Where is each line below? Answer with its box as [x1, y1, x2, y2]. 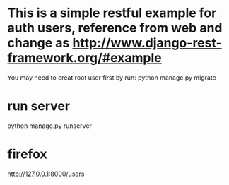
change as [7, 35, 70, 51]
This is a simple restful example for [7, 5, 217, 21]
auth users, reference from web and [7, 20, 223, 36]
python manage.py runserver [7, 121, 92, 130]
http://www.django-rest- [72, 35, 223, 51]
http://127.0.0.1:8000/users [7, 169, 85, 178]
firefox [7, 146, 47, 162]
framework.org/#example [7, 50, 162, 66]
